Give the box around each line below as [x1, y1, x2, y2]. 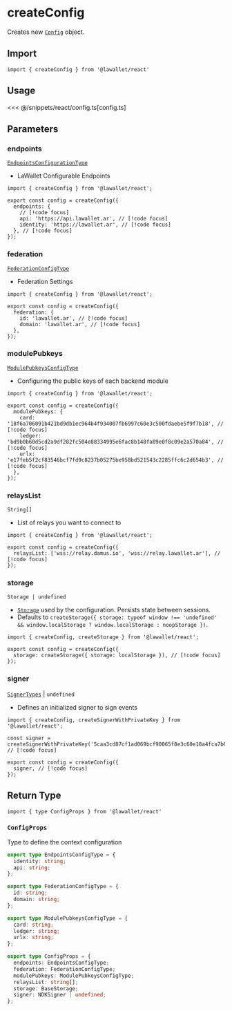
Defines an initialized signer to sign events [17, 703, 138, 711]
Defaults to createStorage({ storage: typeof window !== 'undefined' [17, 613, 217, 621]
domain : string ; [13, 896, 60, 903]
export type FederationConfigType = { [7, 883, 119, 890]
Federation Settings [17, 277, 74, 285]
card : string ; [13, 921, 54, 928]
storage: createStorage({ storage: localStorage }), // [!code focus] [13, 652, 221, 659]
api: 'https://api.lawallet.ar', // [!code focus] [19, 216, 168, 223]
